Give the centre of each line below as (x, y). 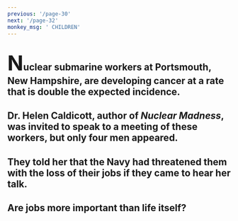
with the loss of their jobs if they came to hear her (119, 173)
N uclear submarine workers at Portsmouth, (109, 62)
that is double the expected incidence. (94, 91)
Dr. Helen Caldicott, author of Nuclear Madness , (116, 116)
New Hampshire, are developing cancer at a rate (116, 81)
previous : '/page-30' (39, 14)
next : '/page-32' (33, 20)
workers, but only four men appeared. (93, 138)
